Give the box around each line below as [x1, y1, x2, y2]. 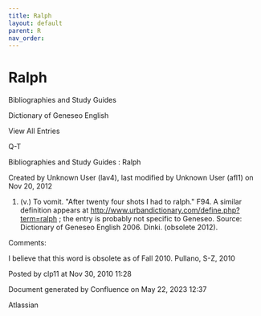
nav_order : [8, 34, 45, 43]
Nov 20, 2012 [8, 181, 53, 191]
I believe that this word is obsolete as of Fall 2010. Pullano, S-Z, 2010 [8, 253, 235, 263]
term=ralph [19, 214, 58, 224]
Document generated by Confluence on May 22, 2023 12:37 [8, 285, 207, 294]
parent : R [8, 26, 42, 34]
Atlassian [8, 300, 39, 310]
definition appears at [19, 205, 89, 215]
